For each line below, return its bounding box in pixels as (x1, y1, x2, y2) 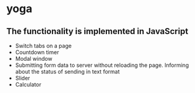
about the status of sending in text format (15, 68, 120, 75)
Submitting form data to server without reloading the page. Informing (15, 61, 189, 69)
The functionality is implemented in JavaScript (6, 26, 188, 36)
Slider (15, 75, 31, 81)
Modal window (15, 55, 53, 62)
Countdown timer (15, 49, 59, 56)
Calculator (15, 81, 42, 88)
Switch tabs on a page (15, 42, 72, 49)
